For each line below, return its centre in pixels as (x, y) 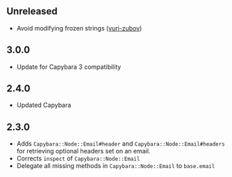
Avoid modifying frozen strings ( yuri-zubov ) (79, 28)
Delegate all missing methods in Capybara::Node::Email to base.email (116, 166)
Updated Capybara (44, 105)
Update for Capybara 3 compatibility (69, 67)
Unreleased (32, 11)
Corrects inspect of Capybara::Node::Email (78, 158)
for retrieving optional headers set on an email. (83, 151)
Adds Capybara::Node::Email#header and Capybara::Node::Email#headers (121, 144)
